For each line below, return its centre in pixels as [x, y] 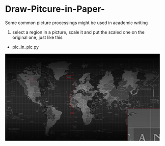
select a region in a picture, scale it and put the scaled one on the [78, 32]
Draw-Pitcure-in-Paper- [55, 9]
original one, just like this [37, 37]
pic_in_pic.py [26, 47]
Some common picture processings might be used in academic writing [77, 23]
